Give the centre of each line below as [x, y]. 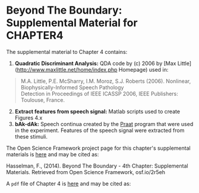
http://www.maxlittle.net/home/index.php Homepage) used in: [93, 69]
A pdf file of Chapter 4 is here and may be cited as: [69, 184]
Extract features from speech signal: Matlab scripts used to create [97, 111]
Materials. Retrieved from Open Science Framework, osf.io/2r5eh [86, 172]
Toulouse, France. [43, 100]
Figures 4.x [29, 118]
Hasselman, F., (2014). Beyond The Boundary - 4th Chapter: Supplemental [97, 166]
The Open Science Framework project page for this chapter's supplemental [99, 148]
